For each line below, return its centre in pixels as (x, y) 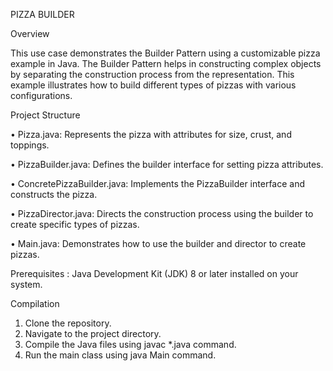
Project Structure (45, 115)
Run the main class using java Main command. (120, 355)
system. (26, 284)
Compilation (35, 303)
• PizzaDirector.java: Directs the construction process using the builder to (162, 213)
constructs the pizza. (54, 194)
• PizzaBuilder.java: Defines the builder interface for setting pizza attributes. (167, 164)
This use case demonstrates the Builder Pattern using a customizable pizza (165, 53)
